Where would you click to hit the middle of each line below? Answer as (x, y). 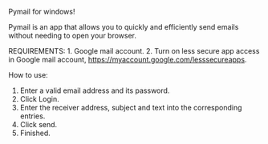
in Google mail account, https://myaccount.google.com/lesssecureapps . (128, 60)
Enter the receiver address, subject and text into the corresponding (131, 108)
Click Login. (40, 99)
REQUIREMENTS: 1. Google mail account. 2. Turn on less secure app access (134, 51)
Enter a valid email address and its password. (95, 90)
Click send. (39, 124)
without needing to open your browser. (73, 36)
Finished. (35, 133)
